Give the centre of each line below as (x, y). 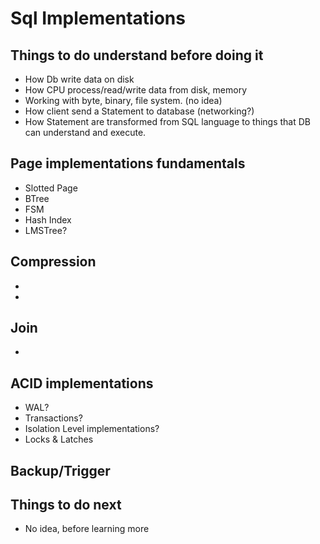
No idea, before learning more (87, 529)
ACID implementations (82, 383)
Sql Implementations (98, 18)
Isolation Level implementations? (92, 429)
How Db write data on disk (79, 79)
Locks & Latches (59, 439)
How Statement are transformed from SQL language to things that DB (168, 121)
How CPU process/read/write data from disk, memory (136, 90)
